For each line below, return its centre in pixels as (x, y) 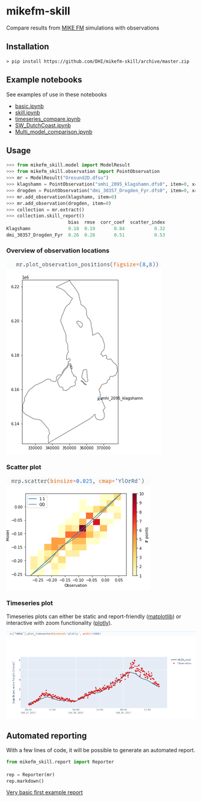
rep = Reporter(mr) (31, 775)
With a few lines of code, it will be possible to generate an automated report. (101, 750)
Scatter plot (24, 467)
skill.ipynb (27, 112)
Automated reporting (47, 735)
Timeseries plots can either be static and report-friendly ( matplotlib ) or (94, 616)
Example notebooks (44, 80)
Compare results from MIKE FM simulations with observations (83, 28)
